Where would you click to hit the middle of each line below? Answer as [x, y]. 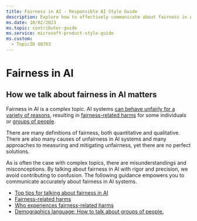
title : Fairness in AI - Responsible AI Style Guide [72, 11]
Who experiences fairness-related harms [64, 205]
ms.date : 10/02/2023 [31, 22]
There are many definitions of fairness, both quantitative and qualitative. [93, 132]
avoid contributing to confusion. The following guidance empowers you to [95, 175]
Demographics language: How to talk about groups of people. [89, 211]
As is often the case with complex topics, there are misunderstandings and [96, 162]
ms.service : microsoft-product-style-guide [60, 33]
